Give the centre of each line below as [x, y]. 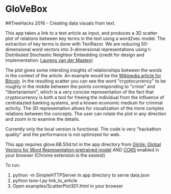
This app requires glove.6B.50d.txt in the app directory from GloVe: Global [83, 144]
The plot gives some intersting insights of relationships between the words [84, 70]
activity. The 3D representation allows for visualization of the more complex [85, 108]
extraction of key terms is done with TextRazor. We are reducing [73, 44]
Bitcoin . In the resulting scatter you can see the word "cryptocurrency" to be [86, 81]
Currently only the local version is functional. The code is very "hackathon [83, 129]
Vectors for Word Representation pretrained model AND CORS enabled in [82, 149]
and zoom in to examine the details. [43, 119]
